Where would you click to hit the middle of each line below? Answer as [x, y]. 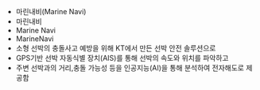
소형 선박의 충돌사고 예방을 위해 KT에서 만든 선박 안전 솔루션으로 [116, 48]
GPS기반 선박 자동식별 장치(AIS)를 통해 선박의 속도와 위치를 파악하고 [122, 58]
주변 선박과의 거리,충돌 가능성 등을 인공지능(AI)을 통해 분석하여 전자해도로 [130, 68]
